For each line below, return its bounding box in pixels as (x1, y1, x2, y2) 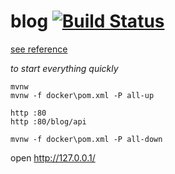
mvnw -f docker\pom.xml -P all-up (10, 90, 155, 100)
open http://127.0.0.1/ (10, 151, 96, 164)
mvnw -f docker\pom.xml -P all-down (10, 134, 163, 144)
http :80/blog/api (10, 116, 87, 127)
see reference (10, 43, 68, 55)
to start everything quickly (10, 62, 119, 74)
